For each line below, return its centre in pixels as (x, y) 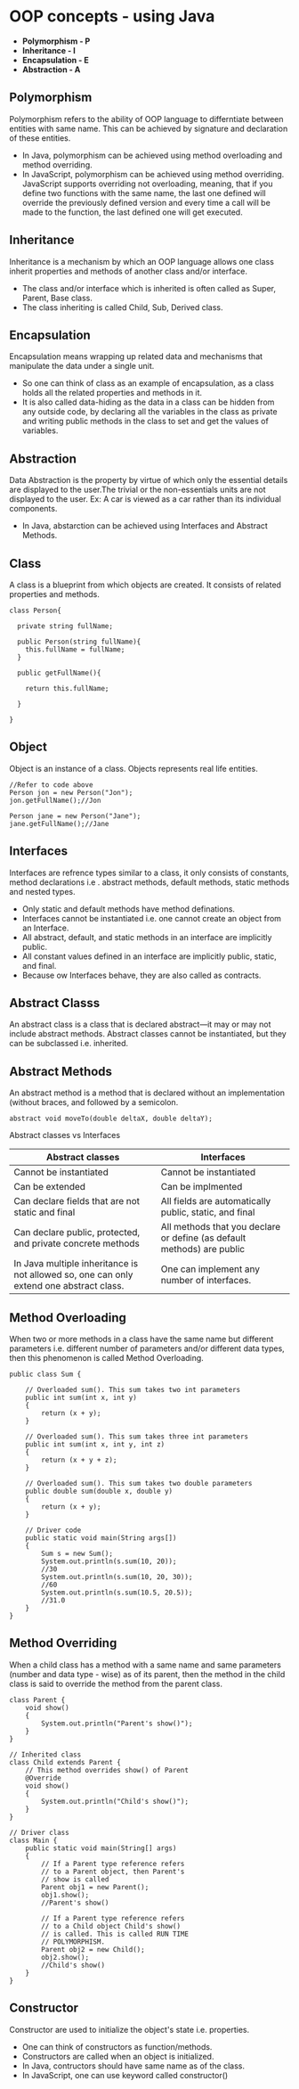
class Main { (33, 1840)
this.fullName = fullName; (75, 650)
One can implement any (210, 1269)
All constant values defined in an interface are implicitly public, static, (149, 956)
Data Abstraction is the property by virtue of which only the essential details (149, 480)
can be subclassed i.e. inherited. (69, 1044)
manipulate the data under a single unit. (82, 366)
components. (33, 509)
